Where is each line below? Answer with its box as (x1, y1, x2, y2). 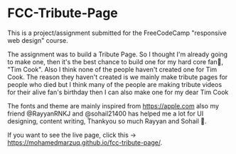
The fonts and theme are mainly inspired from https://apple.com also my (7, 101, 219, 110)
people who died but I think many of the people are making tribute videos (7, 80, 222, 88)
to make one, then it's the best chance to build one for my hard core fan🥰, (7, 57, 224, 66)
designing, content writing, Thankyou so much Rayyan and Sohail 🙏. (7, 116, 207, 125)
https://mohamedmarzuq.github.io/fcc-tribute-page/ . (7, 138, 163, 147)
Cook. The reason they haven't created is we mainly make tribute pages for (7, 73, 228, 81)
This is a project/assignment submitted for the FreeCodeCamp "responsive (7, 29, 227, 37)
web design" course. (7, 36, 69, 44)
